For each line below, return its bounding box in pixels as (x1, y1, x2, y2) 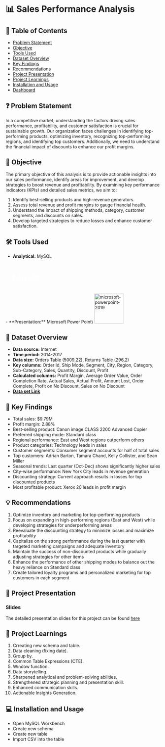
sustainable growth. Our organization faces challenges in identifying (5, 128, 144, 134)
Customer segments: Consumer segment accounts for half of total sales (12, 448, 160, 454)
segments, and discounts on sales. (12, 212, 83, 218)
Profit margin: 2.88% (12, 421, 55, 427)
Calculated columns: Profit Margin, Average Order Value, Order (12, 373, 142, 378)
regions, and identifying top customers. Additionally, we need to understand (5, 139, 160, 144)
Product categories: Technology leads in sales (12, 442, 107, 448)
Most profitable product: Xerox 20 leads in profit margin (12, 484, 126, 490)
